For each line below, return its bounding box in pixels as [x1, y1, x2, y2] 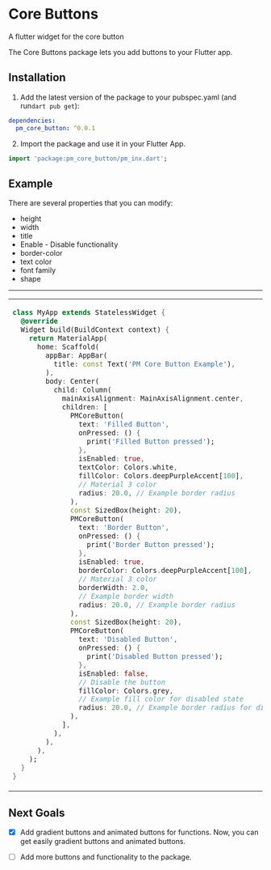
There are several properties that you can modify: [8, 198, 173, 208]
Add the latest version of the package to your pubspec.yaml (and [19, 92, 236, 102]
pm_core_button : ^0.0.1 [15, 124, 95, 132]
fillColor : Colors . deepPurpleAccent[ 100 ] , [77, 471, 244, 480]
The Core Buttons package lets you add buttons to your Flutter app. [8, 47, 233, 57]
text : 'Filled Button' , [77, 419, 170, 429]
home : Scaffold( [37, 342, 99, 352]
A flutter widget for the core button [8, 32, 124, 41]
